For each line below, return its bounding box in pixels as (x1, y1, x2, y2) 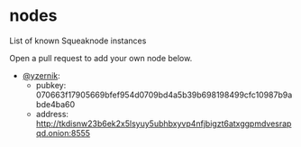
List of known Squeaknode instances (9, 35, 147, 46)
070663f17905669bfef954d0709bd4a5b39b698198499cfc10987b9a (35, 89, 293, 100)
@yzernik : (22, 69, 60, 81)
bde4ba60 (35, 98, 76, 109)
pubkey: (35, 79, 67, 90)
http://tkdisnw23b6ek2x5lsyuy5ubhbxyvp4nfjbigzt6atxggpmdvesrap (35, 118, 292, 129)
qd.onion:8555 (35, 127, 91, 138)
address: (35, 108, 69, 119)
